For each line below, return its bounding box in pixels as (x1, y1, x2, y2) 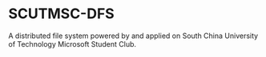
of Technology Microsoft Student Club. (8, 39, 137, 48)
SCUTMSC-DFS (8, 5, 115, 23)
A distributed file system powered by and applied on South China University (8, 31, 259, 40)
